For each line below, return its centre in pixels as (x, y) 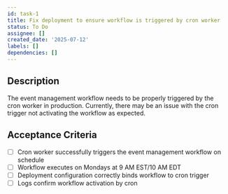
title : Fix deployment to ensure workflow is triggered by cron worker (114, 20)
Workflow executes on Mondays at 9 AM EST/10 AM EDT (99, 167)
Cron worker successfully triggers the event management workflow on (119, 152)
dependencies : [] (33, 53)
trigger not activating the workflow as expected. (76, 113)
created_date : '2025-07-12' (48, 40)
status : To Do (28, 27)
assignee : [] (26, 33)
